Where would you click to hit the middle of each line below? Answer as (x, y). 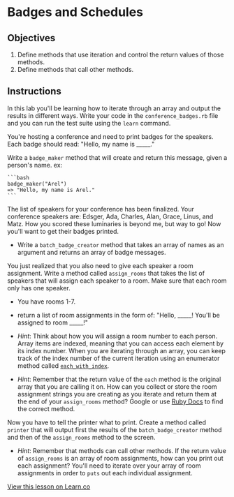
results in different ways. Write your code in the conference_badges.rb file (113, 115)
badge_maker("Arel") (37, 184)
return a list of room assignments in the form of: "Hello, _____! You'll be (118, 315)
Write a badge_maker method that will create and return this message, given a (117, 157)
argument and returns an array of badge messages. (92, 252)
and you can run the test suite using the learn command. (89, 123)
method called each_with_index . (63, 365)
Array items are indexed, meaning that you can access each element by (120, 343)
